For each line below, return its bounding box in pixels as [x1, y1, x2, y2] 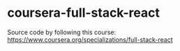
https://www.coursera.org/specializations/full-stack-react [7, 35, 173, 43]
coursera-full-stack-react [7, 5, 160, 21]
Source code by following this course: [7, 28, 117, 36]
